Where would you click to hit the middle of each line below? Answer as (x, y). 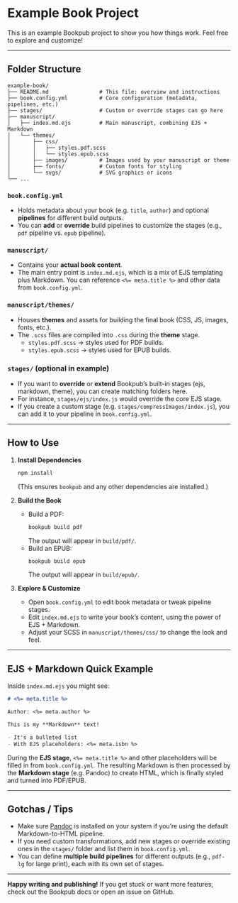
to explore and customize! (45, 40)
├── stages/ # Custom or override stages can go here (115, 110)
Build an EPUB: (50, 548)
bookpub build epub (57, 561)
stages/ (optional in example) (58, 368)
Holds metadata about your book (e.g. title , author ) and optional (113, 210)
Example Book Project (73, 13)
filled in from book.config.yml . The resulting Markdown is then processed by (119, 765)
